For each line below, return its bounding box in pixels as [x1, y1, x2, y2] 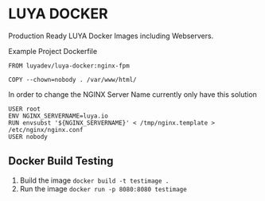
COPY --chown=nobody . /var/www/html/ [8, 75, 137, 83]
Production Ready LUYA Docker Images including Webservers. [8, 31, 214, 41]
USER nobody [8, 133, 48, 141]
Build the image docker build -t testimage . [19, 176, 170, 185]
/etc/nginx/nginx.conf [8, 126, 84, 133]
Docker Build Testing [8, 154, 114, 168]
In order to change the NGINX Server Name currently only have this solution [8, 89, 257, 99]
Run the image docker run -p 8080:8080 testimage [19, 184, 187, 193]
